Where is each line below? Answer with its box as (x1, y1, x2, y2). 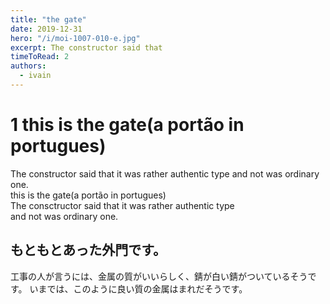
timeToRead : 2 (10, 52, 70, 62)
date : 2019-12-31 (10, 24, 83, 34)
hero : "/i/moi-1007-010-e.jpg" (10, 33, 141, 43)
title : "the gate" (10, 14, 87, 25)
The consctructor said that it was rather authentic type (10, 199, 235, 211)
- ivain (19, 71, 52, 81)
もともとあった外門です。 (10, 242, 167, 259)
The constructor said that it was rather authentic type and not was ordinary (10, 167, 320, 180)
